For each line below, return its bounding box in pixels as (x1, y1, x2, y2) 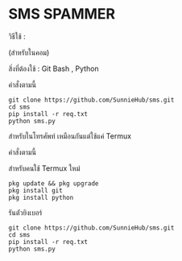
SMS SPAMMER (8, 5, 116, 23)
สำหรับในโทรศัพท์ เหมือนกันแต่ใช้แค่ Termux (8, 130, 131, 141)
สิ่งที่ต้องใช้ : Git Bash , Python (8, 64, 99, 73)
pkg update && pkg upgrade (8, 179, 99, 188)
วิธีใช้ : (8, 31, 26, 41)
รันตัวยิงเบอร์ (8, 207, 43, 217)
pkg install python (8, 193, 74, 201)
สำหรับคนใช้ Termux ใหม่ (8, 163, 81, 173)
